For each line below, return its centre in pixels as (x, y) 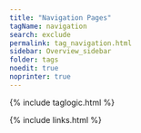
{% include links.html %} (55, 119)
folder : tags (34, 60)
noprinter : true (40, 77)
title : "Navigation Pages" (60, 18)
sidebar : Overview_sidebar (60, 52)
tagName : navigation (49, 26)
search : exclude (40, 34)
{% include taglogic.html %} (62, 102)
